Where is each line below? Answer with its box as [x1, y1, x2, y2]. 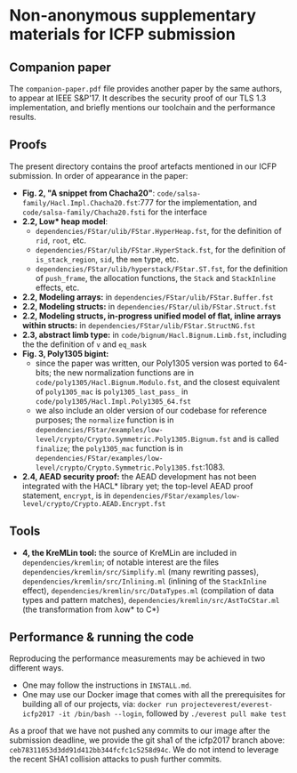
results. [9, 112, 37, 122]
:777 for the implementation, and [137, 197, 258, 207]
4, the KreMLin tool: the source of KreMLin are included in [21, 547, 237, 558]
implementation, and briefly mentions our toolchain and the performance [9, 102, 276, 112]
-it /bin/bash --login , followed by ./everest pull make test [58, 708, 287, 719]
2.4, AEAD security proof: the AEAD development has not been [21, 471, 257, 481]
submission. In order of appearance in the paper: [9, 170, 189, 181]
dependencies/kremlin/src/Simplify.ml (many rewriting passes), [21, 566, 260, 576]
